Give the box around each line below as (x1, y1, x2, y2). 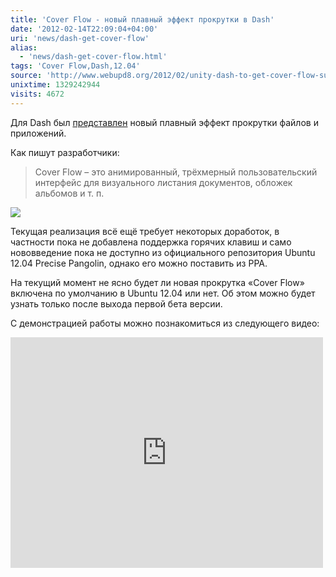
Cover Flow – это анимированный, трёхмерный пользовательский (34, 166, 318, 178)
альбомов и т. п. (34, 187, 105, 199)
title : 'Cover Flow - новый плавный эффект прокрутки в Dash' (10, 14, 275, 25)
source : (10, 71, 43, 81)
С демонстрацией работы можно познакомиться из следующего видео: (10, 317, 320, 329)
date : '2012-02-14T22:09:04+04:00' (10, 24, 159, 34)
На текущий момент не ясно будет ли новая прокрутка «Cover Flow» (10, 276, 305, 288)
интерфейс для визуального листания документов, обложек (34, 176, 293, 188)
